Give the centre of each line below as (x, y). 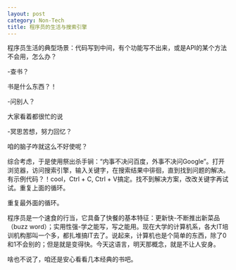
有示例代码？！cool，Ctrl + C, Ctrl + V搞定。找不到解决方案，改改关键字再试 (118, 179)
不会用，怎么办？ (32, 56)
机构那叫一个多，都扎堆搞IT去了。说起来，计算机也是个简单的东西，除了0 (120, 235)
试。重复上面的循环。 (38, 188)
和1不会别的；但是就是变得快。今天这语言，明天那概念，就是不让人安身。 (113, 245)
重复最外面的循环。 (35, 203)
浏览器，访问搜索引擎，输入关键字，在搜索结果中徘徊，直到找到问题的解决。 (118, 171)
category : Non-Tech (36, 20)
